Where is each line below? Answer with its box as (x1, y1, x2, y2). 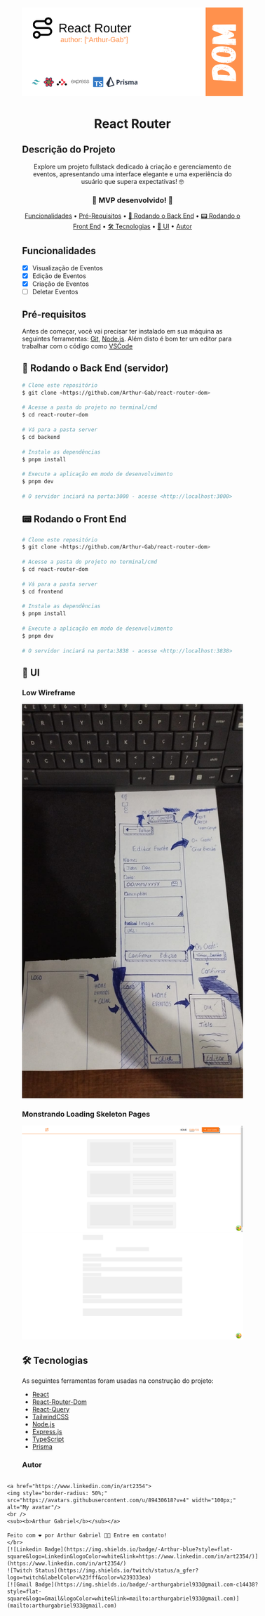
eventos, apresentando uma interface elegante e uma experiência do (33, 169, 232, 178)
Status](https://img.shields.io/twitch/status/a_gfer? (35, 1567, 199, 1575)
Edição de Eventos (32, 271, 86, 280)
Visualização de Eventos (32, 263, 104, 272)
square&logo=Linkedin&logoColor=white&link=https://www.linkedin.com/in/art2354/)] (6, 1553, 259, 1561)
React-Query (32, 1405, 70, 1413)
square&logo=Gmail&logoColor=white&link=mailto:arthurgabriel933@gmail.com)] (6, 1595, 240, 1603)
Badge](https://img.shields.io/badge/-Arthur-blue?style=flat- (44, 1546, 233, 1553)
